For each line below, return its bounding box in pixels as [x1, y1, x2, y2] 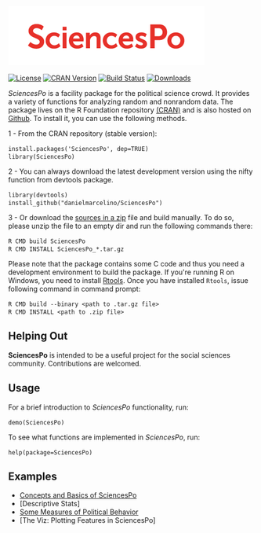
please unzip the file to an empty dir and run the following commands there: [8, 222, 253, 230]
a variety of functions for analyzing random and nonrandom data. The [8, 97, 234, 106]
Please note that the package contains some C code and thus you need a [8, 259, 245, 268]
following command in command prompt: [8, 285, 141, 293]
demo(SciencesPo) [8, 418, 65, 426]
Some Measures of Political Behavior [19, 507, 139, 516]
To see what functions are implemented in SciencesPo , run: [8, 432, 201, 442]
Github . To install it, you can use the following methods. [8, 114, 187, 123]
